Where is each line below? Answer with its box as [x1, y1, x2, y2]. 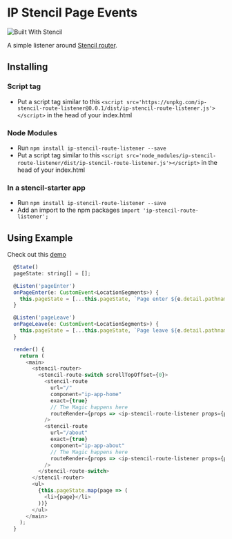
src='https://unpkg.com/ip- [126, 99, 207, 106]
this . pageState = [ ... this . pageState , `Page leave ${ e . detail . [19, 327, 206, 334]
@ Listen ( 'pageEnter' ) [13, 282, 76, 289]
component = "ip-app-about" [50, 442, 126, 449]
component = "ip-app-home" [50, 391, 122, 398]
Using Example [7, 232, 73, 244]
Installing [7, 61, 48, 73]
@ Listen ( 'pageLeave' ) [13, 314, 76, 322]
